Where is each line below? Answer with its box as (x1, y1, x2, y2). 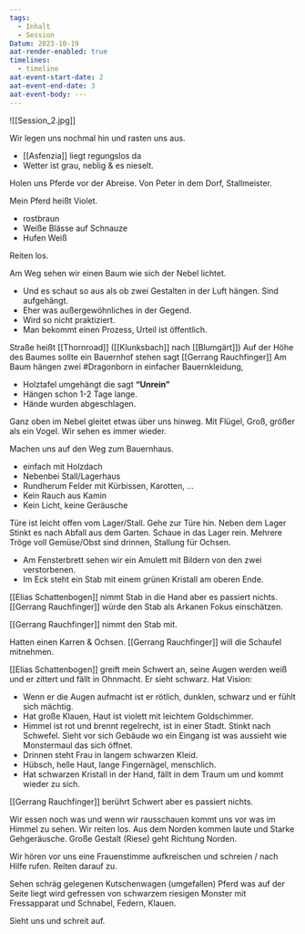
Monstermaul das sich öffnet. (22, 740, 134, 751)
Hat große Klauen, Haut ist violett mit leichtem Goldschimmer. (22, 711, 254, 721)
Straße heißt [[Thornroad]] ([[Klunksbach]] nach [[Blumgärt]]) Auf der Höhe (9, 341, 294, 352)
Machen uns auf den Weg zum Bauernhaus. (9, 443, 175, 454)
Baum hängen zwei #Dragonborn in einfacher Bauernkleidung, (9, 361, 244, 372)
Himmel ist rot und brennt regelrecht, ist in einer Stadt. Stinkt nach (22, 720, 271, 731)
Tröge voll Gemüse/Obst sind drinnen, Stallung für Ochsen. (9, 536, 231, 547)
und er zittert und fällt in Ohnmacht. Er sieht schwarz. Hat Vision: (9, 673, 253, 684)
